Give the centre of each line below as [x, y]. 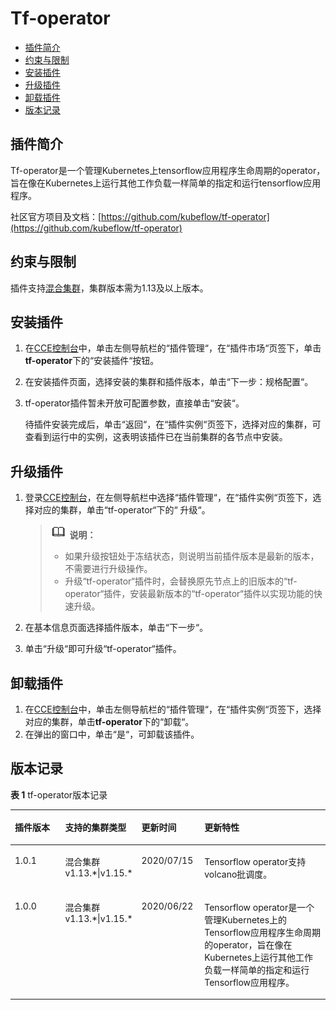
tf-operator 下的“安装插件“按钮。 [92, 361]
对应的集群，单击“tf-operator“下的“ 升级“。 [122, 510]
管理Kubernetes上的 [246, 919]
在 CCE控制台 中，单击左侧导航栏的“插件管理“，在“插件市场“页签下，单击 [173, 348]
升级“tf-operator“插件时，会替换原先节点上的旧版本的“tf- [181, 581]
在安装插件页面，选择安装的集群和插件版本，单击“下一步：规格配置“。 [169, 382]
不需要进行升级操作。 [108, 569]
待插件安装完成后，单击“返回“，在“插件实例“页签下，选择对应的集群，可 [173, 424]
